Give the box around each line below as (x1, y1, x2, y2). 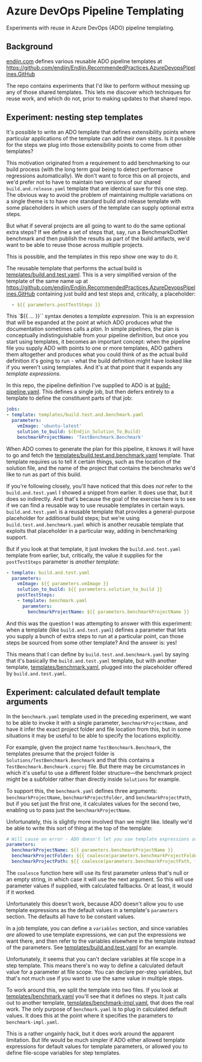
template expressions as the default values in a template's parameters (6, 906, 179, 913)
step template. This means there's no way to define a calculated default (6, 961, 184, 969)
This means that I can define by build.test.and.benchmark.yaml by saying (6, 650, 189, 657)
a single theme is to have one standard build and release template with (6, 197, 182, 205)
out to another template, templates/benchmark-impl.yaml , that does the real (6, 999, 194, 1006)
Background (6, 42, 53, 52)
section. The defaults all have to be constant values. (6, 913, 135, 920)
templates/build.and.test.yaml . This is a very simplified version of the (6, 271, 177, 278)
